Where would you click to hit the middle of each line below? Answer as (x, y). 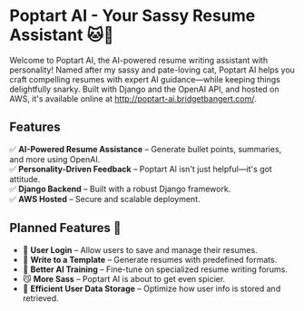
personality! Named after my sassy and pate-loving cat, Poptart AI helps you (152, 70)
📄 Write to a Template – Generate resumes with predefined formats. (150, 259)
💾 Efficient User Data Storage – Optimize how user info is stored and (152, 288)
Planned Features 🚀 (65, 228)
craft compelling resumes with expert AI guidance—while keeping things (145, 79)
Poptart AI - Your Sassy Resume (132, 16)
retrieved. (40, 298)
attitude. (25, 179)
